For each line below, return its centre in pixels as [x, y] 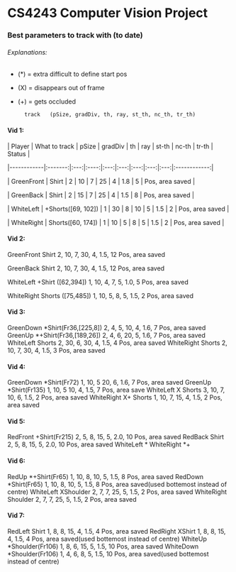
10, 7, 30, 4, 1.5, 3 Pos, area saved [56, 350]
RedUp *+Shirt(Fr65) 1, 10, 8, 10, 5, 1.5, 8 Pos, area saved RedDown [106, 476]
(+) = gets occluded [47, 101]
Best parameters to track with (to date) [75, 35]
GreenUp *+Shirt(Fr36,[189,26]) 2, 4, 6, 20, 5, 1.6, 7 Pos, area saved [106, 335]
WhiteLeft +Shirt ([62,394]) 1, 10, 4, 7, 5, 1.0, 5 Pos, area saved [98, 282]
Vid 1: [16, 130]
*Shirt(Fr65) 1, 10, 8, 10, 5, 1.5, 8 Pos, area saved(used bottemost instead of [117, 484]
